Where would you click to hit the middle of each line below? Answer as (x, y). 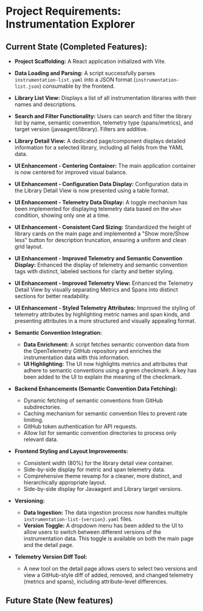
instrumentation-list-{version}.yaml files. (78, 519)
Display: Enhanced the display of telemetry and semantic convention (101, 265)
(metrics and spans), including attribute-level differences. (95, 581)
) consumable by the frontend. (77, 86)
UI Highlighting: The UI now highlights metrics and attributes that (105, 364)
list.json (27, 87)
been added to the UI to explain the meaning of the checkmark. (103, 377)
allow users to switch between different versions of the (92, 532)
